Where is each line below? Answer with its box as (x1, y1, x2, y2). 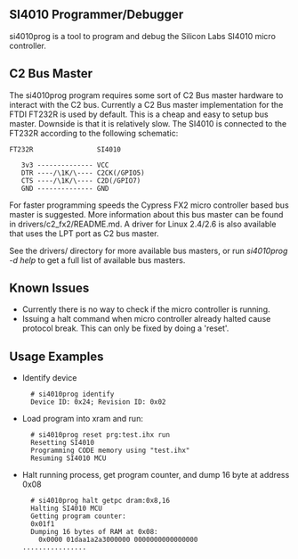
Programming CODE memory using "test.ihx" (30, 446, 190, 456)
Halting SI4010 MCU (30, 504, 102, 514)
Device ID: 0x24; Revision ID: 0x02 (30, 398, 166, 407)
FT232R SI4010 (9, 144, 122, 154)
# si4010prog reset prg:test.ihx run (30, 431, 171, 440)
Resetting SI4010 (30, 439, 95, 448)
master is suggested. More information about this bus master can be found (9, 209, 284, 219)
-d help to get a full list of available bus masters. (9, 254, 186, 266)
